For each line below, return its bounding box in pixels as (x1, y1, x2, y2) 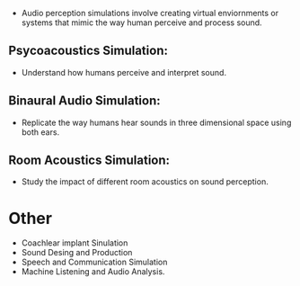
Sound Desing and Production (21, 247, 133, 258)
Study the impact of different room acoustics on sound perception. (21, 176, 269, 187)
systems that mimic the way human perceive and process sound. (21, 17, 262, 28)
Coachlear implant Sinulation (21, 237, 128, 248)
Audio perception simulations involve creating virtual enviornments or (21, 8, 279, 18)
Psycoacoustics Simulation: (8, 43, 168, 58)
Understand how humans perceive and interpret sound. (21, 67, 226, 77)
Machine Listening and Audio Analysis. (21, 266, 165, 277)
